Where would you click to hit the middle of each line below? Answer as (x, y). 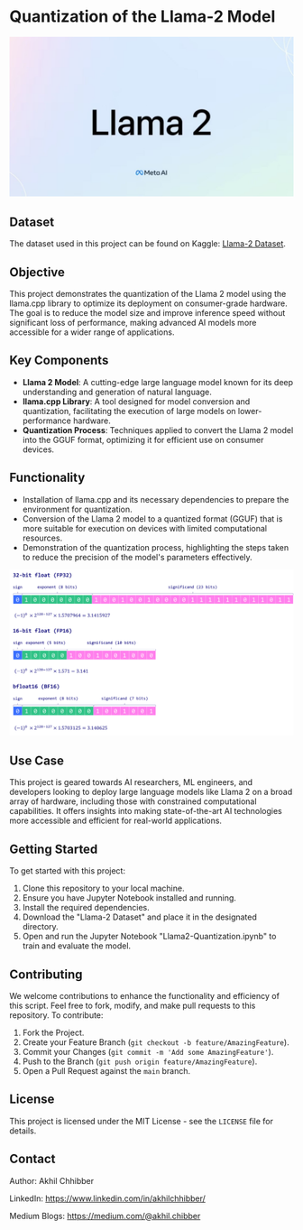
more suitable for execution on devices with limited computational (145, 528)
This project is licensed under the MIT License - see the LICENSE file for (141, 1121)
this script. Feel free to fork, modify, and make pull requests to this (133, 1005)
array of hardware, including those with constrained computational (133, 801)
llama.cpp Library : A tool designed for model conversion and (136, 401)
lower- (250, 411)
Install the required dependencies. (86, 908)
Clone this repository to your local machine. (103, 888)
